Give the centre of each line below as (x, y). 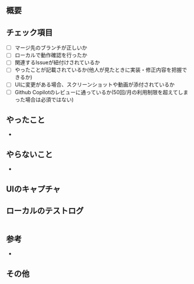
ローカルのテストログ (45, 211)
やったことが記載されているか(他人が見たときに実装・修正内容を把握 (98, 70)
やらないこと (29, 154)
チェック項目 (29, 32)
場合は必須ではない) (49, 100)
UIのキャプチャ (33, 189)
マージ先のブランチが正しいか (51, 48)
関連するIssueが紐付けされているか (57, 62)
